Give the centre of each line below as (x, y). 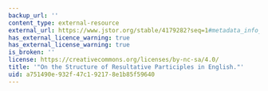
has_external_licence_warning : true (69, 38)
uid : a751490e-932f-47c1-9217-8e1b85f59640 (82, 74)
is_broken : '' (32, 52)
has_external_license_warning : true (69, 45)
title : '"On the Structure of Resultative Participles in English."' (126, 67)
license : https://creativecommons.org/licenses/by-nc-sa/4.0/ (114, 60)
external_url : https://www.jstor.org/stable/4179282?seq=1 (108, 30)
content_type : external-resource (64, 23)
